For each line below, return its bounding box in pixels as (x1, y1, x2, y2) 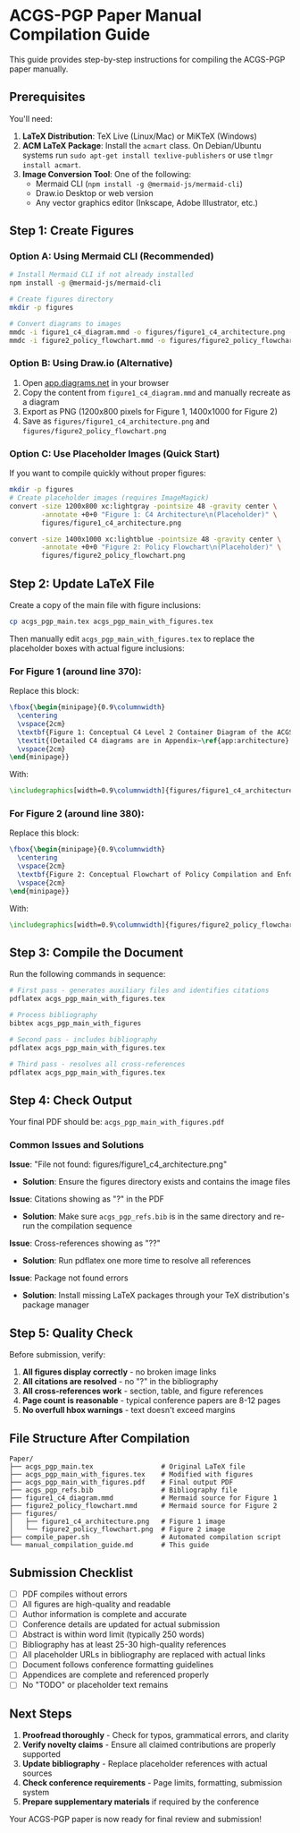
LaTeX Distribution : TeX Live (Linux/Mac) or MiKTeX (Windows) (21, 131, 257, 141)
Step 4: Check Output (9, 1092, 132, 1108)
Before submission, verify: (9, 1349, 105, 1360)
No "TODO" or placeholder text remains (21, 1680, 169, 1691)
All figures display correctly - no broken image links (21, 1366, 217, 1377)
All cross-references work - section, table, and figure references (21, 1385, 263, 1397)
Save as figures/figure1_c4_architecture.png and (21, 415, 210, 426)
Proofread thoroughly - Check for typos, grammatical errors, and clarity (21, 1730, 289, 1741)
